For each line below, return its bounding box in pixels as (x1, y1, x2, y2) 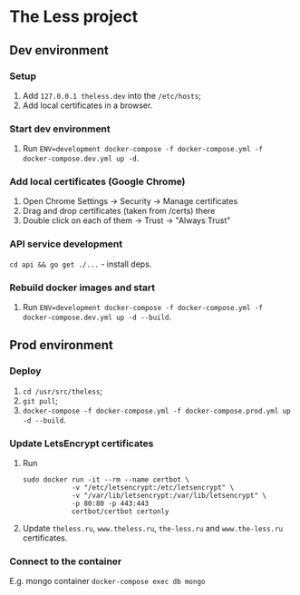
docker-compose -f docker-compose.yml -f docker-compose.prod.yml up (22, 406, 292, 415)
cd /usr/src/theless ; (22, 385, 103, 396)
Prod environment (9, 337, 113, 353)
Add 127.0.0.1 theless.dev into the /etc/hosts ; (22, 90, 202, 101)
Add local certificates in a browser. (22, 100, 153, 111)
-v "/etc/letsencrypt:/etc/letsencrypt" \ (71, 483, 235, 493)
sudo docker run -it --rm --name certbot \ (22, 475, 190, 484)
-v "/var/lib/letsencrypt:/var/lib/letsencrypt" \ (71, 492, 267, 501)
